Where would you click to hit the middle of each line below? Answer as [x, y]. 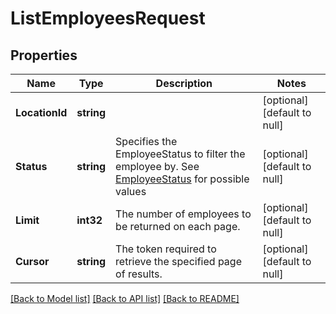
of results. [139, 274]
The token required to [166, 249]
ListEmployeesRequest [108, 18]
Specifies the [146, 141]
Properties [44, 55]
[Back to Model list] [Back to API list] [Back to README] [125, 298]
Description [184, 83]
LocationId [41, 112]
